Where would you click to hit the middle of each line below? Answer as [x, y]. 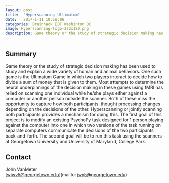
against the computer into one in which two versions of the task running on [83, 125]
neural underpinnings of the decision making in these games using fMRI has [84, 87]
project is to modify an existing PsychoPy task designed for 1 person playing [84, 120]
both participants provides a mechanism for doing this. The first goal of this [84, 114]
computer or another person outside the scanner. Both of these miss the [80, 98]
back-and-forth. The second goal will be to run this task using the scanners [84, 136]
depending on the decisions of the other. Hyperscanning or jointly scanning [84, 109]
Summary [21, 54]
